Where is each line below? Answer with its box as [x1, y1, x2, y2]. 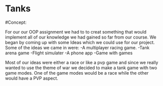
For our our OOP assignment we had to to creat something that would [5, 29, 147, 35]
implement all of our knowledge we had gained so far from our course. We [5, 34, 157, 40]
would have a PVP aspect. [5, 75, 58, 81]
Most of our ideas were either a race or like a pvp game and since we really [5, 59, 159, 65]
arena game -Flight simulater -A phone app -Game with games [5, 50, 133, 56]
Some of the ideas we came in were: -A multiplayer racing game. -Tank [5, 44, 150, 50]
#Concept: [5, 19, 27, 25]
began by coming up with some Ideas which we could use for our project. [5, 39, 155, 45]
